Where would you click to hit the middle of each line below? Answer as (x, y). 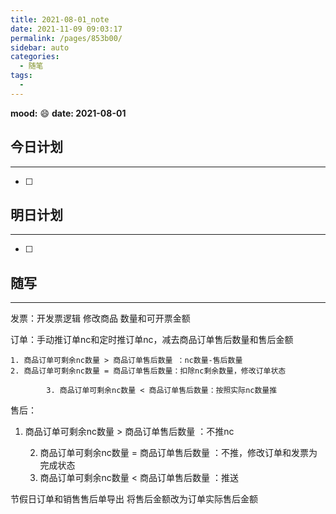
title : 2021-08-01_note (60, 19)
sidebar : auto (40, 47)
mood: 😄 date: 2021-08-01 (68, 113)
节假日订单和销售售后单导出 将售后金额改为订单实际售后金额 (134, 499)
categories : (35, 57)
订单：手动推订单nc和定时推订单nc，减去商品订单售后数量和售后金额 (152, 340)
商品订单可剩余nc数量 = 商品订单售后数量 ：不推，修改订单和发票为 (178, 453)
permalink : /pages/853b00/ (66, 38)
